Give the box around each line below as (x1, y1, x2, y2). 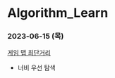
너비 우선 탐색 (17, 63, 56, 72)
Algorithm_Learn (7, 5, 109, 21)
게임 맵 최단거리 (7, 48, 52, 57)
